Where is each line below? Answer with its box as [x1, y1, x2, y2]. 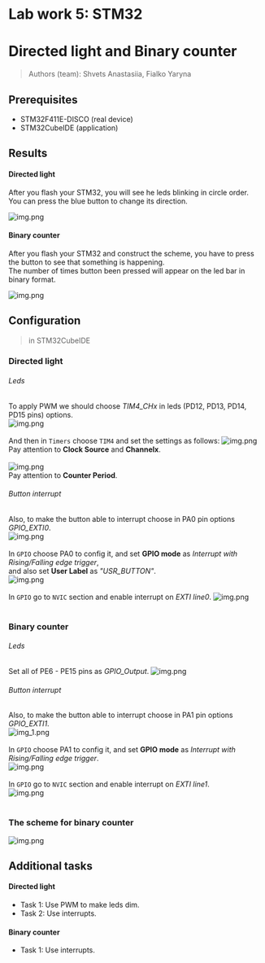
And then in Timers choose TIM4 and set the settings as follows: [8, 436, 220, 445]
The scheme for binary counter [8, 817, 134, 829]
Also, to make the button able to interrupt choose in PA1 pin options [8, 710, 233, 720]
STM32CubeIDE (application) [20, 123, 119, 133]
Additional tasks [8, 859, 93, 873]
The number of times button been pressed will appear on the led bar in [8, 265, 245, 275]
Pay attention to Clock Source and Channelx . [8, 444, 161, 454]
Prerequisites [8, 93, 78, 107]
